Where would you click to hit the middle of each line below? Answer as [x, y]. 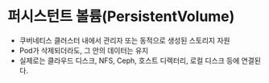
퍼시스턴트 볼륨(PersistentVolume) [121, 17]
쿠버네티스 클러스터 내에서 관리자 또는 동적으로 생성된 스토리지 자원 [124, 40]
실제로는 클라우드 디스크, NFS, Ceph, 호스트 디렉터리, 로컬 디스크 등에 [129, 60]
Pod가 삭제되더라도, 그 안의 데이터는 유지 [84, 50]
